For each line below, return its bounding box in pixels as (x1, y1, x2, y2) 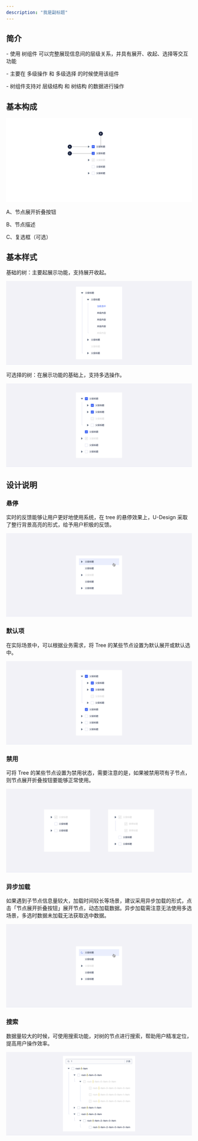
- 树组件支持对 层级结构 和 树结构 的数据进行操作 (6, 83, 125, 90)
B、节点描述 (6, 221, 36, 228)
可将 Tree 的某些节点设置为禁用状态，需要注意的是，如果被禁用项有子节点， (6, 769, 190, 776)
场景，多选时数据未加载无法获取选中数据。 (6, 912, 110, 919)
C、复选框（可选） (6, 233, 52, 240)
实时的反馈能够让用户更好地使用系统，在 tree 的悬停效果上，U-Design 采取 (6, 513, 188, 520)
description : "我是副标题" (6, 9, 68, 15)
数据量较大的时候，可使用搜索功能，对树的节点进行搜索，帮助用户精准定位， (6, 1032, 192, 1040)
